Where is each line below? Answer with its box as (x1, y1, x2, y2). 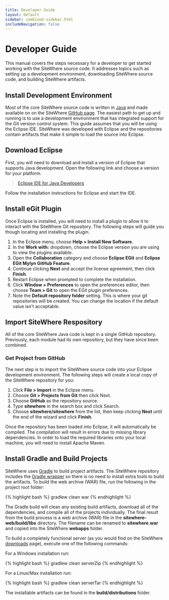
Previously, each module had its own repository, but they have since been (5, 336, 159, 343)
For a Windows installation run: (5, 550, 70, 556)
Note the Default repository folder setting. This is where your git (12, 292, 148, 298)
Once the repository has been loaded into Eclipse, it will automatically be (5, 424, 156, 430)
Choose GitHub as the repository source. (12, 397, 98, 403)
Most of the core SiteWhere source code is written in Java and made (5, 104, 148, 110)
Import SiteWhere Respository (5, 318, 102, 327)
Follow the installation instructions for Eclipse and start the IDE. (5, 190, 136, 196)
